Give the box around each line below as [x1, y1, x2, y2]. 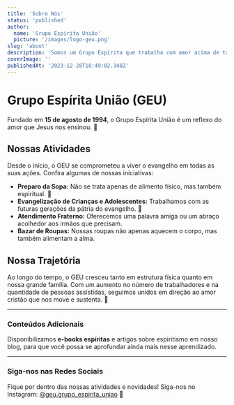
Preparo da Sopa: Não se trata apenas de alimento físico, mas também [17, 182, 221, 191]
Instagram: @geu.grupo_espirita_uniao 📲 [7, 390, 124, 398]
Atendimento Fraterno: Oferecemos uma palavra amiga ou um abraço [17, 212, 219, 221]
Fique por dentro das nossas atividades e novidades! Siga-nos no [7, 382, 196, 391]
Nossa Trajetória [7, 254, 81, 266]
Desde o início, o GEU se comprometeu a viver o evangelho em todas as [7, 161, 214, 170]
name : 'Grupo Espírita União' [13, 29, 101, 37]
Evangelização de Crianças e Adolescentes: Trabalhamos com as [17, 197, 210, 206]
